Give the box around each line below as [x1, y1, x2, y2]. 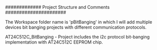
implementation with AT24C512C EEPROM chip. [5, 39, 103, 45]
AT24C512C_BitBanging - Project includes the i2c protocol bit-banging [5, 34, 150, 40]
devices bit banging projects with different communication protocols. [5, 24, 147, 30]
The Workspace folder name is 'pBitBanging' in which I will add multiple [5, 19, 153, 25]
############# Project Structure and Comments [5, 4, 110, 10]
